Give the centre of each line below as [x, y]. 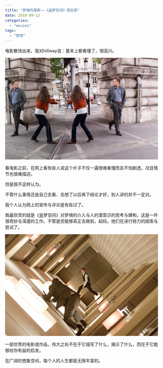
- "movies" [20, 26]
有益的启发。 [31, 350]
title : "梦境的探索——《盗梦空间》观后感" [42, 10]
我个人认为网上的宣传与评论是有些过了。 [45, 205]
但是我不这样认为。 [24, 184]
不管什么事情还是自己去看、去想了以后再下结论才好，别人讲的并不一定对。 [79, 194]
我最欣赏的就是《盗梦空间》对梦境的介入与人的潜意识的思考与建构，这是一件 [81, 215]
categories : [17, 20]
